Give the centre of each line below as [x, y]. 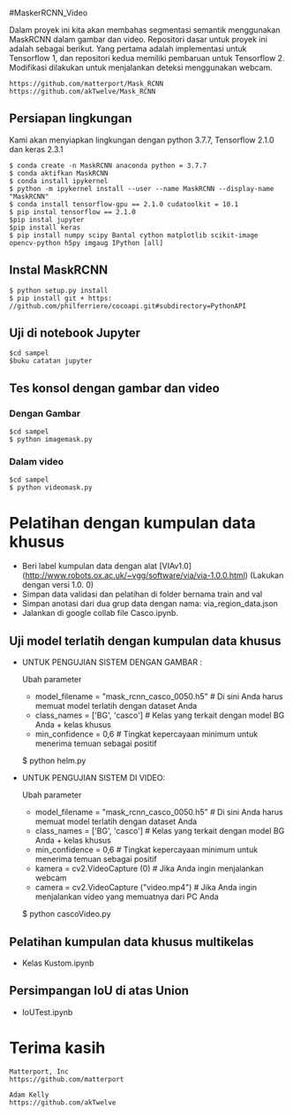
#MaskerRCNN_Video [49, 13]
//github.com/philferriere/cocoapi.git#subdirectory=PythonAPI [128, 306]
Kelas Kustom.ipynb [58, 963]
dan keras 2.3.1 [36, 149]
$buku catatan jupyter [51, 361]
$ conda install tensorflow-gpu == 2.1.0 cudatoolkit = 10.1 [124, 204]
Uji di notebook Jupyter [75, 333]
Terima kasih [57, 1047]
